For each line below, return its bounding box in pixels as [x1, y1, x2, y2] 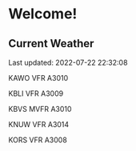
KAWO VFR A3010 [8, 74, 69, 82]
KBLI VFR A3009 [8, 89, 64, 98]
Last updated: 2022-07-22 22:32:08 [8, 58, 128, 67]
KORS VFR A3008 [8, 135, 68, 145]
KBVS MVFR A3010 [8, 105, 72, 113]
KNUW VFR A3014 [8, 120, 70, 129]
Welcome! [8, 5, 78, 23]
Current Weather [8, 37, 94, 50]
